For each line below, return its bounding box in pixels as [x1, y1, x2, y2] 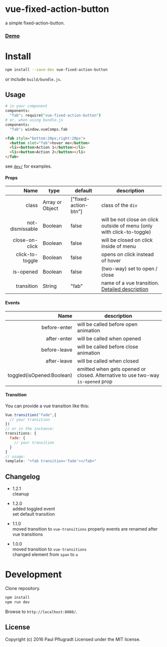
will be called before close [77, 343, 138, 350]
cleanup [12, 491, 29, 497]
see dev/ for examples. [5, 163, 52, 170]
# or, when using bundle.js [5, 118, 64, 123]
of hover [101, 257, 121, 264]
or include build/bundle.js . [5, 76, 62, 82]
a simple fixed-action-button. [5, 20, 65, 26]
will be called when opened [77, 335, 141, 342]
